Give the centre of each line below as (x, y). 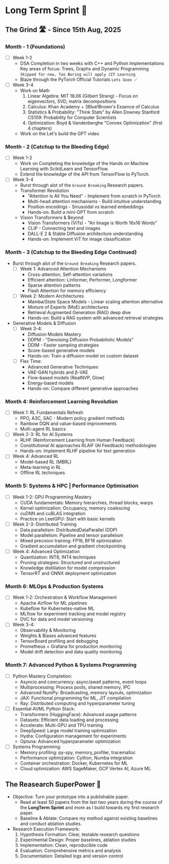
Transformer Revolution (44, 191)
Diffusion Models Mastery (54, 334)
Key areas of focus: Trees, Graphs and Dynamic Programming (84, 68)
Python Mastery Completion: (42, 676)
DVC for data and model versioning (57, 619)
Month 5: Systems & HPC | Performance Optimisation (72, 486)
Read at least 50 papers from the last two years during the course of (91, 802)
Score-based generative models (61, 350)
